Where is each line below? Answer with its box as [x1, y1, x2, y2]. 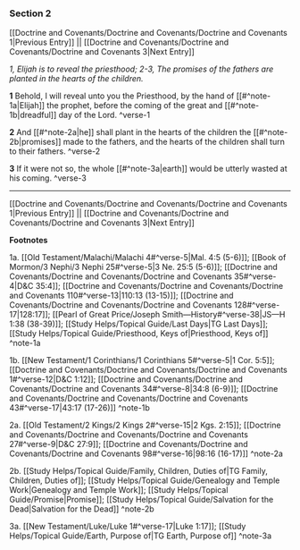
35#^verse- [233, 271, 277, 282]
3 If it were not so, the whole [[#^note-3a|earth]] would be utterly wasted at [9, 164, 287, 174]
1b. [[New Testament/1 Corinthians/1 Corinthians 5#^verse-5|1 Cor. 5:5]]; [9, 355, 275, 366]
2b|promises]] [9, 137, 62, 148]
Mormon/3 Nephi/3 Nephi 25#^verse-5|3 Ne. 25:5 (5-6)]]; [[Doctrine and [9, 262, 279, 273]
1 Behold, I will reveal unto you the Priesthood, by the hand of [9, 90, 235, 101]
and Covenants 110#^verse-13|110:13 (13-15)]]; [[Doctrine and [9, 290, 234, 301]
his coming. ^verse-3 [9, 173, 87, 183]
